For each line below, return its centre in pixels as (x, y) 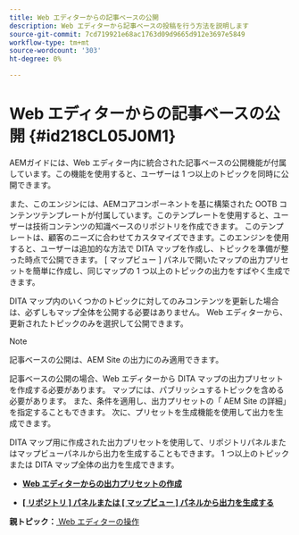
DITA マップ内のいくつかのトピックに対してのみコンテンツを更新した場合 (144, 301)
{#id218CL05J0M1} (102, 136)
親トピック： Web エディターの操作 (75, 521)
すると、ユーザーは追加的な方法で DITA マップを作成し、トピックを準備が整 (149, 248)
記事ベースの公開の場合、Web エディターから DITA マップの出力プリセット (146, 378)
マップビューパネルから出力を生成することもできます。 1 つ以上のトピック (153, 453)
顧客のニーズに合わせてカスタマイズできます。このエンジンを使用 (169, 237)
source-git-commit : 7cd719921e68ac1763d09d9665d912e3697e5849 (127, 34)
